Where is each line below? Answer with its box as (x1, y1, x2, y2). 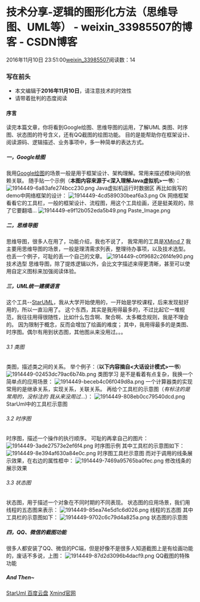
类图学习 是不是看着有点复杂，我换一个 (97, 371, 193, 378)
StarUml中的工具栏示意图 (6, 400, 68, 407)
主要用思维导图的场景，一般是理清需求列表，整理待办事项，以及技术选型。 (6, 245, 189, 252)
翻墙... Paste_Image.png (21, 207, 171, 214)
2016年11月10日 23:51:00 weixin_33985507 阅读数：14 (6, 56, 136, 63)
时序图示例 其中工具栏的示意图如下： (94, 442, 185, 449)
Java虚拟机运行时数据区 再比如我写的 (96, 184, 187, 192)
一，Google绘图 (6, 153, 46, 161)
